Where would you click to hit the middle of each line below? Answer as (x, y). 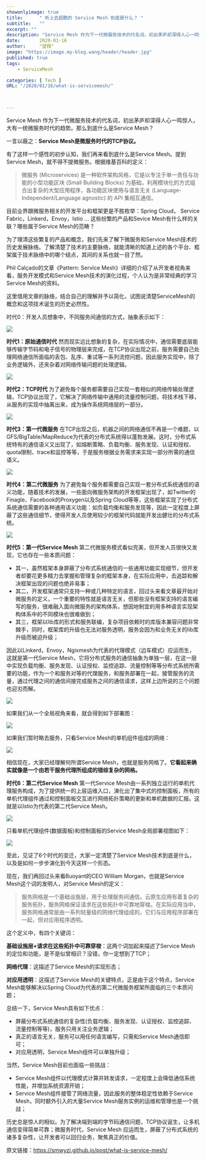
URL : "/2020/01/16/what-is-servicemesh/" (60, 86)
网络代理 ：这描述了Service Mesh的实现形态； (64, 967)
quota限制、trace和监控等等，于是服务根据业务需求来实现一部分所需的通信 (101, 452)
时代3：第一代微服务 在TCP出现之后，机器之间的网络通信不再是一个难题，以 (103, 429)
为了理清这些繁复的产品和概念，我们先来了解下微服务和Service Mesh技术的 (102, 240)
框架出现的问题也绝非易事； (55, 584)
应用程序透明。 (67, 920)
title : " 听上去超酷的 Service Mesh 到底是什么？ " (75, 18)
